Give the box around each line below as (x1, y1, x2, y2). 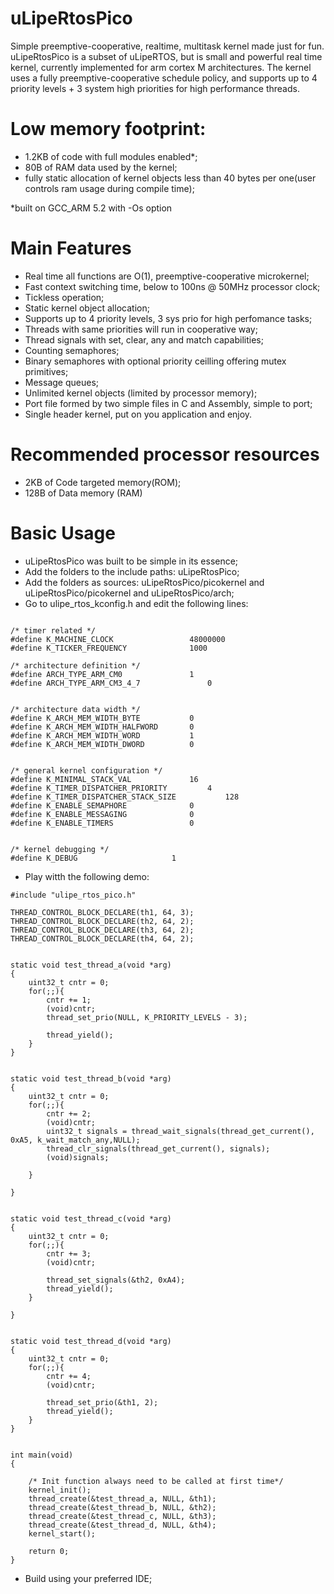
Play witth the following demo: (24, 870, 150, 882)
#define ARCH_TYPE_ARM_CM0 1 (10, 669, 195, 679)
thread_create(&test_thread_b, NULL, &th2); (28, 1502, 217, 1512)
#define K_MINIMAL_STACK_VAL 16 (10, 774, 199, 784)
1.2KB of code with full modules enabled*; (24, 150, 198, 162)
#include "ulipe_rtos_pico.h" (10, 890, 137, 900)
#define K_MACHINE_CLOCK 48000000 (10, 634, 226, 644)
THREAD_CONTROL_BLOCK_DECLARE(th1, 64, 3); (10, 907, 195, 917)
